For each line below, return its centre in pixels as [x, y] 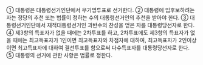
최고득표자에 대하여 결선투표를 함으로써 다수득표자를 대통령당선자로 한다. [104, 48]
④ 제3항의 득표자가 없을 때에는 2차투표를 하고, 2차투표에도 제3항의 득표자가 [98, 32]
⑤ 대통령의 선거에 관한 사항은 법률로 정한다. [59, 55]
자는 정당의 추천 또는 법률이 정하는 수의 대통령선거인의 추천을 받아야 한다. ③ [97, 17]
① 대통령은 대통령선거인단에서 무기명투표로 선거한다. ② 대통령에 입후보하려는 [101, 10]
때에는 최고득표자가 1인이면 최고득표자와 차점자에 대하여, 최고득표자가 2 [97, 40]
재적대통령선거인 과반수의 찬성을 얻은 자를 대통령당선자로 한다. [121, 25]
